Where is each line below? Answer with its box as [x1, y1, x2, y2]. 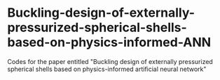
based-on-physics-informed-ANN [7, 35, 212, 50]
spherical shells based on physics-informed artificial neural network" [7, 65, 207, 73]
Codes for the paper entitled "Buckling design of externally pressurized [7, 57, 214, 65]
